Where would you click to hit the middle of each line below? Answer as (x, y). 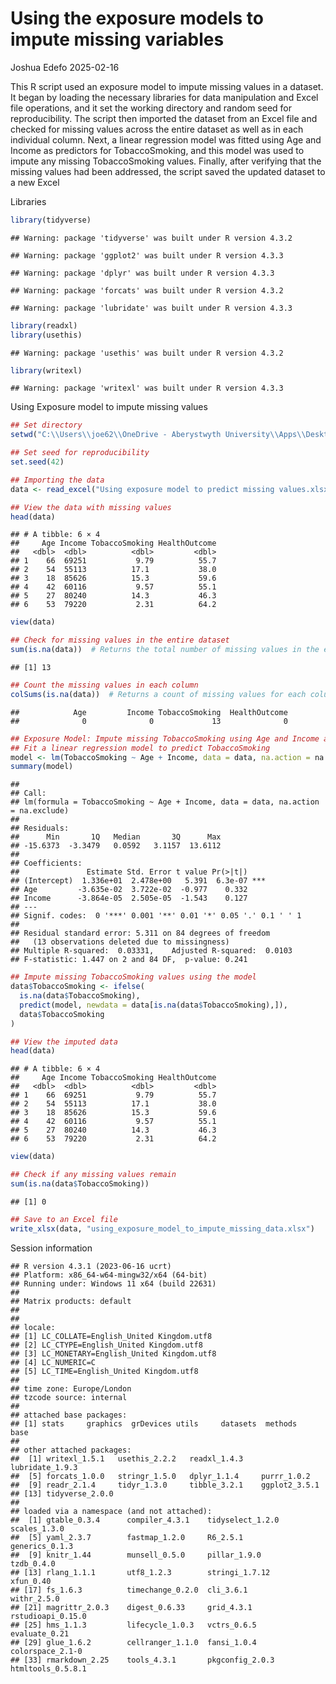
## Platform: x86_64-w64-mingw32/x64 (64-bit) (109, 1275)
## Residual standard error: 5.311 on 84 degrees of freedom (140, 933)
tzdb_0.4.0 (33, 1563)
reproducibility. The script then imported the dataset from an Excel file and (164, 118)
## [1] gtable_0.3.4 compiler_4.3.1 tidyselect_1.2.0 (145, 1520)
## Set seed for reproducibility (80, 453)
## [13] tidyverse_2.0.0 (62, 1493)
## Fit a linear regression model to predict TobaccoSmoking (140, 748)
